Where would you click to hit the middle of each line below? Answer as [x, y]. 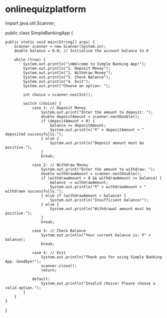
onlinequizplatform [46, 9]
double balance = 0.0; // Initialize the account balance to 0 [81, 51]
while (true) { [30, 59]
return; [49, 270]
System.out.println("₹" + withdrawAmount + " [98, 187]
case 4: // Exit [49, 253]
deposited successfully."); [34, 134]
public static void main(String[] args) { [50, 42]
